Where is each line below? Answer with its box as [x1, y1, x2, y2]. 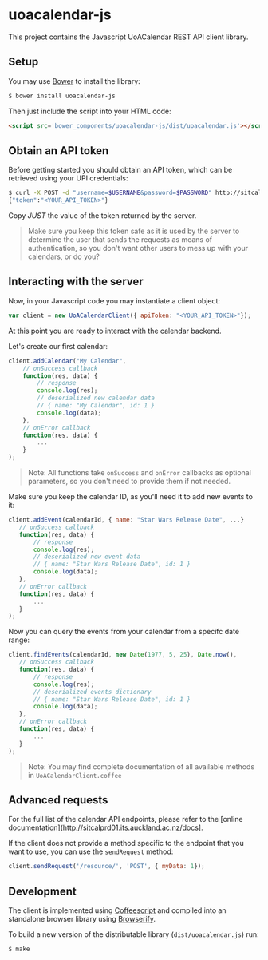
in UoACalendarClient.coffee [27, 770, 122, 780]
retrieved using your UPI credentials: [8, 173, 128, 183]
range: [8, 635, 30, 645]
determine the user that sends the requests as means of [27, 235, 213, 244]
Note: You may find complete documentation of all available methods [27, 761, 255, 772]
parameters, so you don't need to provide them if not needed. [27, 477, 231, 486]
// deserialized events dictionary [33, 688, 152, 696]
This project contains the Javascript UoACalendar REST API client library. [8, 32, 249, 42]
